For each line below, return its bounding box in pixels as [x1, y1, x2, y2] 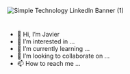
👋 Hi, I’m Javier [16, 31, 60, 39]
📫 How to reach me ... [16, 60, 81, 68]
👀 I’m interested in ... [16, 37, 75, 45]
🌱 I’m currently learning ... [16, 45, 90, 53]
